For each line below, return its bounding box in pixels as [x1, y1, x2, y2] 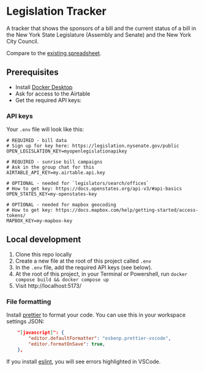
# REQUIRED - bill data [6, 138, 67, 144]
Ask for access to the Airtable [15, 90, 91, 97]
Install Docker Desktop [15, 83, 73, 91]
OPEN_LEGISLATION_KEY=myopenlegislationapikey [6, 148, 127, 154]
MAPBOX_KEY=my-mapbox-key [6, 218, 72, 224]
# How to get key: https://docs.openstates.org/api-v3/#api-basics [6, 185, 183, 192]
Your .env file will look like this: [6, 126, 85, 133]
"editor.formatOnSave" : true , [28, 341, 105, 347]
